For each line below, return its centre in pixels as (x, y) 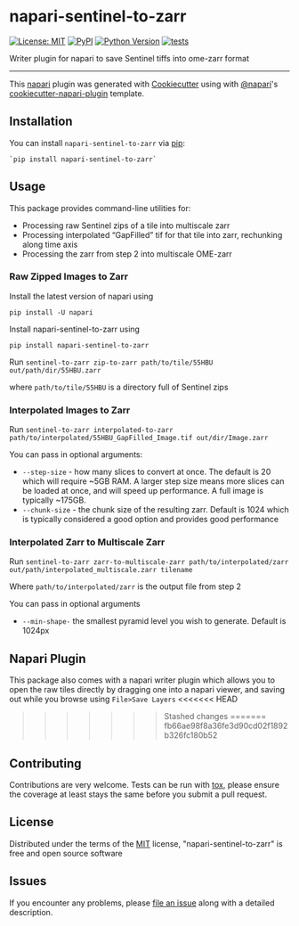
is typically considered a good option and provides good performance (150, 520)
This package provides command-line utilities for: (100, 208)
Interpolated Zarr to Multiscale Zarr (87, 543)
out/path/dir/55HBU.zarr (55, 370)
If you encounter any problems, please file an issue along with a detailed (142, 903)
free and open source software (66, 853)
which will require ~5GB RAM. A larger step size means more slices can (153, 481)
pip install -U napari (51, 312)
